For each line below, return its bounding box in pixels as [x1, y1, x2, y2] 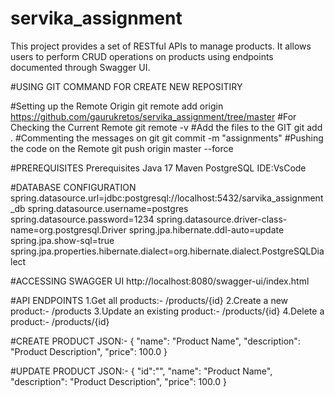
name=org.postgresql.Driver [10, 223, 127, 236]
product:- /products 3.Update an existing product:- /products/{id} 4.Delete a [10, 305, 325, 317]
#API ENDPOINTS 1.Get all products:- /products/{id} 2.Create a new [10, 294, 289, 306]
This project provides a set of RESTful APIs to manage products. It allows [10, 40, 312, 52]
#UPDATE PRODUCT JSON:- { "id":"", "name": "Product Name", [10, 365, 273, 377]
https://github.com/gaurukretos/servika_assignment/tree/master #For [10, 110, 297, 122]
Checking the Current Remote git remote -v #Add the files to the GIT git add [10, 121, 323, 133]
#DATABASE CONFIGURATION [10, 181, 137, 193]
